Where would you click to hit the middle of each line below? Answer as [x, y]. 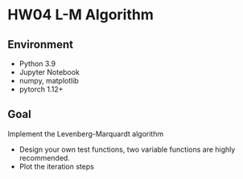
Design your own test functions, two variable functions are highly [127, 149]
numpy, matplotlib [49, 81]
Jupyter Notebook [49, 72]
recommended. [44, 157]
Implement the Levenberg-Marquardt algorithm [86, 133]
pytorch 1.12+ [41, 89]
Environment [41, 45]
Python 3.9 [37, 63]
